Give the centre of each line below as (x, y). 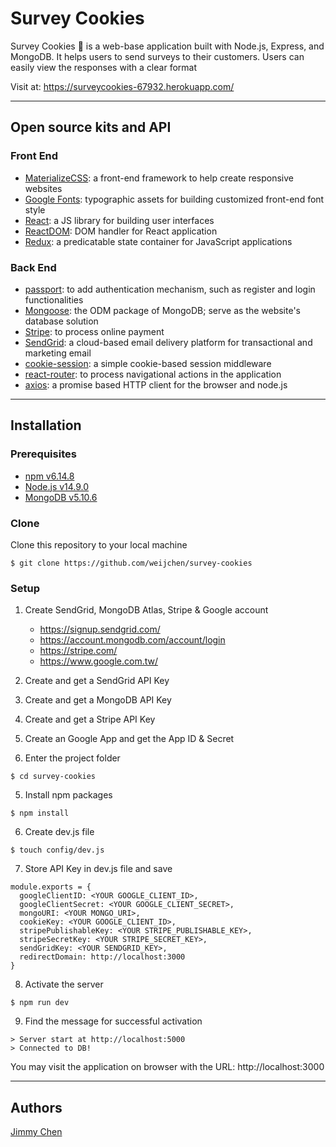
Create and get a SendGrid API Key (97, 681)
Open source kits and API (91, 127)
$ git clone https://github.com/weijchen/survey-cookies (131, 563)
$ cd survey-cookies (53, 777)
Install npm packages (68, 795)
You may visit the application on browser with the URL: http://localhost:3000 (167, 1067)
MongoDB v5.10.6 (61, 497)
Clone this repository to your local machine (99, 544)
